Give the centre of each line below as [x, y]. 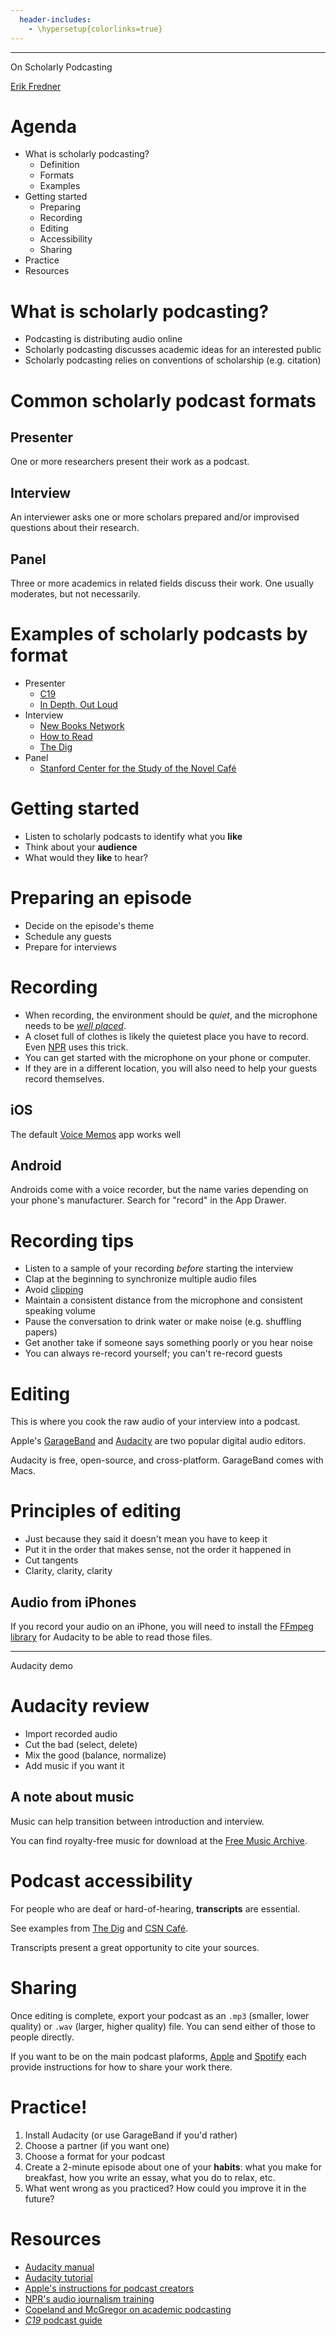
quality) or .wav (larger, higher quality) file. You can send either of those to [163, 2026]
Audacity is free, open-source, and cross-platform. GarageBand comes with [167, 1460]
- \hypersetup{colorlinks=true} [95, 29]
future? [39, 2198]
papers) [41, 1332]
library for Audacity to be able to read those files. [111, 1637]
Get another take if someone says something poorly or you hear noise [168, 1343]
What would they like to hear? [86, 857]
